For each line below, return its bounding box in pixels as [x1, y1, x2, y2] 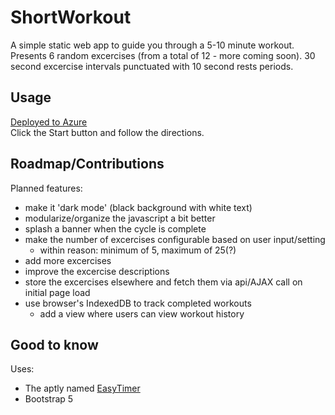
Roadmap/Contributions [10, 156, 165, 173]
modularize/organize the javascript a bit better [24, 212, 216, 224]
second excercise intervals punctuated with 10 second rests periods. [10, 60, 294, 72]
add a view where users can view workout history [39, 307, 245, 320]
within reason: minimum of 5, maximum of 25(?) [39, 244, 237, 256]
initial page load [24, 286, 91, 298]
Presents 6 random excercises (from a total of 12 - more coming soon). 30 [10, 49, 316, 61]
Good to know [10, 336, 99, 353]
